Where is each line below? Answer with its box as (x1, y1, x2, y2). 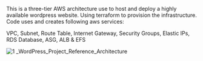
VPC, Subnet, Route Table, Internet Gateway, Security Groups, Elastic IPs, (6, 30, 190, 37)
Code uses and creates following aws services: (6, 18, 124, 25)
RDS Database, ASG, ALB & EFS (6, 36, 86, 43)
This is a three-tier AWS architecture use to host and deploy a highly (6, 5, 177, 12)
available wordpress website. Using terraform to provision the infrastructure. (6, 11, 197, 19)
